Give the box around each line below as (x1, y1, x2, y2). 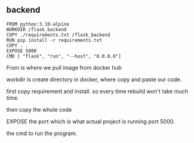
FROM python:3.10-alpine (6, 21, 70, 27)
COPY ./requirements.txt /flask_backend (6, 32, 111, 38)
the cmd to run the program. (6, 130, 77, 137)
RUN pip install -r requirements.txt (6, 37, 102, 43)
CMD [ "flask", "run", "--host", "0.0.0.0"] (6, 53, 121, 59)
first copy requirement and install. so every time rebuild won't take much (6, 87, 189, 95)
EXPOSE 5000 (6, 48, 37, 54)
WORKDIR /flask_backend (6, 26, 67, 32)
